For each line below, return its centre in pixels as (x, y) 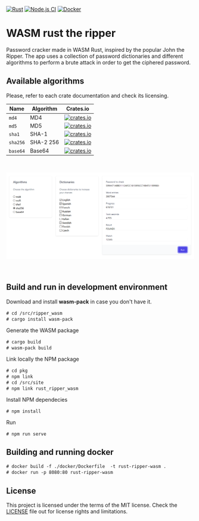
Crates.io (78, 109)
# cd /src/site (25, 382)
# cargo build (24, 342)
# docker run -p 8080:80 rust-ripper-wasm (60, 473)
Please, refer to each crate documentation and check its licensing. (87, 95)
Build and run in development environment (87, 287)
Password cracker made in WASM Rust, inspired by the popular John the (95, 49)
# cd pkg (17, 370)
